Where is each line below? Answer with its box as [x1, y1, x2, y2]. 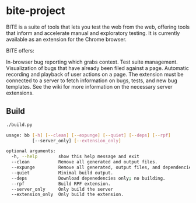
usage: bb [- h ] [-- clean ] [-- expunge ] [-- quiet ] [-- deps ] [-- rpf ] [6, 132, 171, 138]
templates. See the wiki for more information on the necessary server [6, 83, 173, 90]
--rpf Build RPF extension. [11, 181, 111, 187]
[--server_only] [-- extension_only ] [32, 138, 121, 143]
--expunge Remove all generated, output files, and [11, 164, 160, 170]
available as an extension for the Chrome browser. [6, 36, 127, 43]
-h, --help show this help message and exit [11, 153, 140, 160]
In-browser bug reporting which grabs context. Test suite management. [6, 58, 178, 65]
